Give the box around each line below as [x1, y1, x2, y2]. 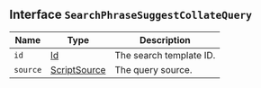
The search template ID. [114, 48, 216, 61]
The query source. [114, 63, 193, 75]
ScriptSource [50, 63, 106, 75]
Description [139, 33, 191, 46]
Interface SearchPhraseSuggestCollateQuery [9, 7, 252, 22]
